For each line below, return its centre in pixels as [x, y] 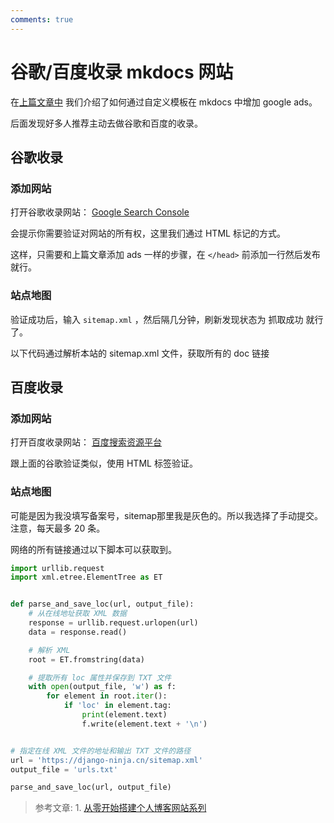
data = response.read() [78, 632]
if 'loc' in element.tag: [117, 706]
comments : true [42, 19]
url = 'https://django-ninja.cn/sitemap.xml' [106, 760]
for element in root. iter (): [107, 696]
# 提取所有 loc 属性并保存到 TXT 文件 [100, 677]
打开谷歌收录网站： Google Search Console [100, 212]
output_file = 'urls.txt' [64, 769]
